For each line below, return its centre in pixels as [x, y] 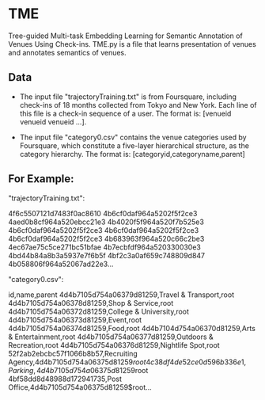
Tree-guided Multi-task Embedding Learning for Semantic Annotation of [125, 36]
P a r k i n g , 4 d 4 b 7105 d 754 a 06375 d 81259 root [78, 370]
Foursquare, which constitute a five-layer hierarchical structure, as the [134, 145]
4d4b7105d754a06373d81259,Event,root [75, 320]
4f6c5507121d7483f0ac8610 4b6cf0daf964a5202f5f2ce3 [103, 213]
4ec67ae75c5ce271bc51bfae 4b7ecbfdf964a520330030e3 [105, 247]
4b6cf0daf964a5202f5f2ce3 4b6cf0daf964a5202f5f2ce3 [104, 230]
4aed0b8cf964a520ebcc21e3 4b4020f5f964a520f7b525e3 [106, 222]
